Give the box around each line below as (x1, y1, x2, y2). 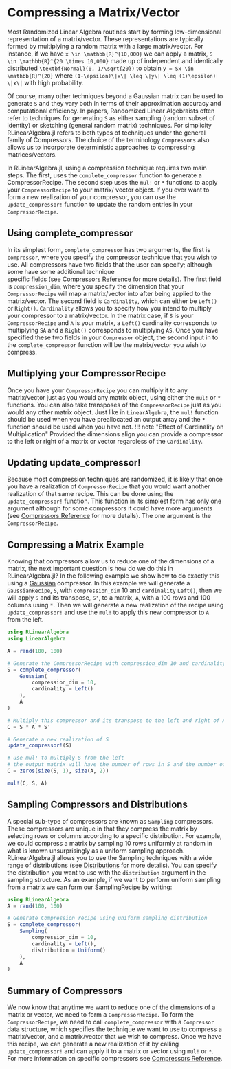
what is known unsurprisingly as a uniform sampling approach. (7, 846, 185, 855)
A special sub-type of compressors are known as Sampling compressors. (7, 817, 214, 825)
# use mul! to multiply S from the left (7, 754, 125, 762)
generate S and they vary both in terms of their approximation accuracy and (7, 99, 221, 107)
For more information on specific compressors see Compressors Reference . (7, 1055, 223, 1063)
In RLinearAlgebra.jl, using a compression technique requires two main (7, 164, 208, 172)
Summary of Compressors (7, 984, 123, 997)
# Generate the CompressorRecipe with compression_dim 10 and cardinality (7, 660, 226, 667)
